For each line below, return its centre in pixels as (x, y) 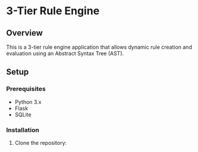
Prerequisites (26, 89)
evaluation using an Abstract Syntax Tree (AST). (65, 53)
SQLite (23, 115)
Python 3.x (28, 102)
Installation (23, 130)
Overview (25, 33)
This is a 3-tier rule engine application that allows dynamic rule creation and (99, 47)
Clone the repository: (41, 142)
